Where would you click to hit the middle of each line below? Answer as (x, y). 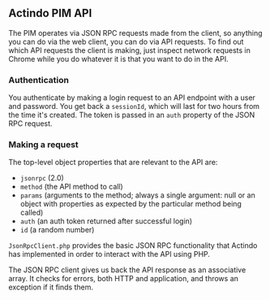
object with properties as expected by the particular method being (131, 204)
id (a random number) (57, 230)
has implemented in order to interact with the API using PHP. (109, 254)
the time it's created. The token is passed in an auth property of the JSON (132, 115)
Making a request (43, 145)
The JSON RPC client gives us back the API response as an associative (127, 270)
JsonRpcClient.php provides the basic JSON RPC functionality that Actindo (133, 246)
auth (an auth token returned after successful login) (106, 221)
